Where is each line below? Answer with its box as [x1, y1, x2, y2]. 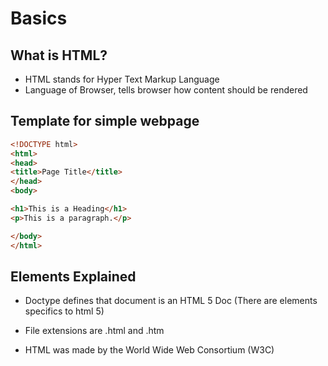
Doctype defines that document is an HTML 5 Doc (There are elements [24, 295, 318, 307]
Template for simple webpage [10, 113, 200, 130]
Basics [10, 7, 68, 30]
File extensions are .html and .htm [24, 325, 165, 337]
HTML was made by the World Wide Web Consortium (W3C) [24, 344, 275, 356]
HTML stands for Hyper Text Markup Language [24, 73, 220, 85]
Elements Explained [10, 268, 137, 285]
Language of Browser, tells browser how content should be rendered [24, 84, 308, 96]
